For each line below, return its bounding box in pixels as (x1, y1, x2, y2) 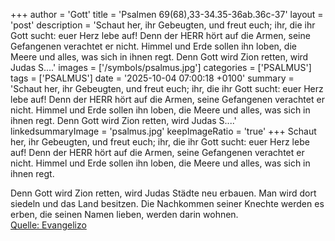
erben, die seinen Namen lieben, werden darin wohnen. (10, 209, 239, 220)
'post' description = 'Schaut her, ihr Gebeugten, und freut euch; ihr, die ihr (10, 19, 316, 31)
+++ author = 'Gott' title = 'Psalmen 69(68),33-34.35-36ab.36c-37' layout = (10, 9, 324, 20)
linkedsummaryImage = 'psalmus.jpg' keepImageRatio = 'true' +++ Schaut (10, 125, 317, 137)
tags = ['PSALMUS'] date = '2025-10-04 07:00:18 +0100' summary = (10, 72, 295, 84)
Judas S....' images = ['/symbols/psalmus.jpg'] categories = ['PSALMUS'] (10, 62, 312, 73)
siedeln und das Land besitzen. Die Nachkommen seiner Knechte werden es (10, 198, 325, 209)
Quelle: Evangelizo (10, 219, 87, 231)
